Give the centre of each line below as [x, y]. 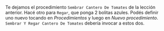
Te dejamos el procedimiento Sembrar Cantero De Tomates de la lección [80, 7]
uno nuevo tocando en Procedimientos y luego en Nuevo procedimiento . [82, 18]
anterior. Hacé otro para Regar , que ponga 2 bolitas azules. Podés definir [82, 12]
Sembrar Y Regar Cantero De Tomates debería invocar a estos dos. [75, 23]
